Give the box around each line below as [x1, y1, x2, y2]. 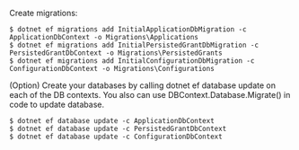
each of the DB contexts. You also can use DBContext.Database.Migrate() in [9, 90, 291, 100]
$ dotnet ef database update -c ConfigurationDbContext [9, 132, 223, 141]
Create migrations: [9, 8, 78, 18]
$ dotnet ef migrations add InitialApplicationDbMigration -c [9, 25, 247, 34]
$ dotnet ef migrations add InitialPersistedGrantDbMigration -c [9, 40, 259, 49]
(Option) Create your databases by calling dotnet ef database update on [9, 80, 277, 91]
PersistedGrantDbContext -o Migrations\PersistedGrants [9, 49, 223, 57]
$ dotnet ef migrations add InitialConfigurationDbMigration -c [9, 57, 255, 66]
